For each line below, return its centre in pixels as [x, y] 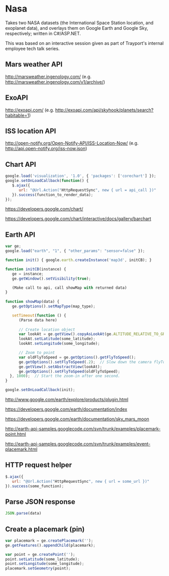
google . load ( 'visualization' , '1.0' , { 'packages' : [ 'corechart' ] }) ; [81, 176]
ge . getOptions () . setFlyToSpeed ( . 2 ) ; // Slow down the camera [85, 362]
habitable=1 [17, 115]
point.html [16, 434]
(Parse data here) [38, 320]
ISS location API [31, 131]
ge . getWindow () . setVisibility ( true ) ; [52, 278]
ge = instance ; [28, 274]
